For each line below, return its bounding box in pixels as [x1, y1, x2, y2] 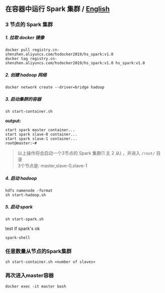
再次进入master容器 [5, 272, 54, 279]
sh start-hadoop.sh [5, 192, 46, 198]
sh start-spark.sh [5, 217, 44, 222]
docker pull [5, 47, 30, 53]
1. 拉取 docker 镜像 [5, 34, 44, 40]
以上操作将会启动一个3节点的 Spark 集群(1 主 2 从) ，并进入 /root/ [17, 150, 155, 156]
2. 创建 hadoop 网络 [5, 72, 47, 78]
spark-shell [5, 235, 30, 240]
